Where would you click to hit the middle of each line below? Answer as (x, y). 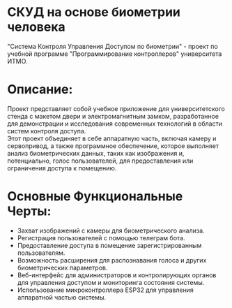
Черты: (29, 211)
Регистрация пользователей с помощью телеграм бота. (101, 237)
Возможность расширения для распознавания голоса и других (112, 260)
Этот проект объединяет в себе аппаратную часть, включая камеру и (112, 138)
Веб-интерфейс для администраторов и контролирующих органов (117, 275)
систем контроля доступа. (47, 131)
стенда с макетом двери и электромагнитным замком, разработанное (113, 116)
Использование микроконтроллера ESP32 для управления (105, 290)
